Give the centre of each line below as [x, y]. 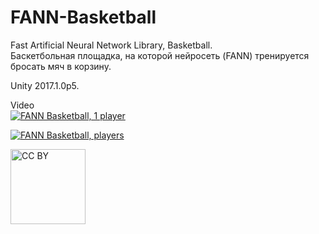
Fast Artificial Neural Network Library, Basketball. [111, 45]
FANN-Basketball [83, 17]
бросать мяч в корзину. [61, 66]
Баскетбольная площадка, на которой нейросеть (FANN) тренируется [160, 55]
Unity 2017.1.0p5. [45, 85]
